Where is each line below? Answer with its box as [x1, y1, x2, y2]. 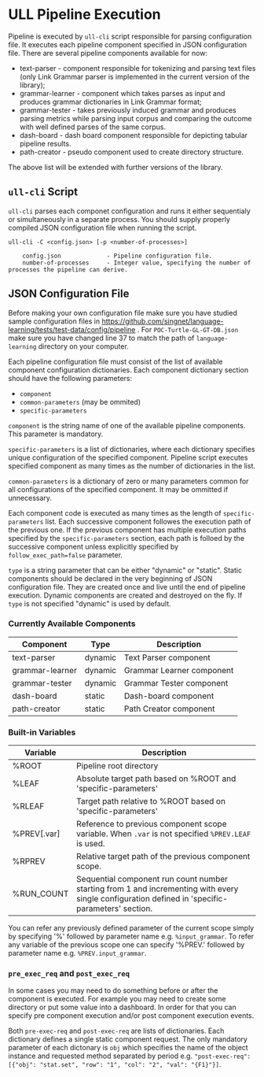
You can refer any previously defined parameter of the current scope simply [8, 923, 255, 933]
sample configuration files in [8, 316, 101, 326]
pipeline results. [19, 139, 71, 148]
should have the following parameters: [8, 373, 132, 383]
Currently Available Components [8, 618, 136, 629]
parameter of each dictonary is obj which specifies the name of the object [8, 1043, 249, 1053]
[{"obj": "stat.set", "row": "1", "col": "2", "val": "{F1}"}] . [8, 1060, 222, 1069]
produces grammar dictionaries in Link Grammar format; [19, 97, 202, 106]
